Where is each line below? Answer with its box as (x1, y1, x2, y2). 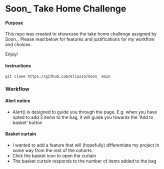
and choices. (5, 41, 32, 47)
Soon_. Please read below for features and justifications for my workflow (5, 36, 155, 42)
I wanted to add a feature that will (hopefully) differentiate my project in (12, 142, 159, 148)
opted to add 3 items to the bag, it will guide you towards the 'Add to (12, 114, 153, 120)
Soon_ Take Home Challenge (5, 3, 126, 14)
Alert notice (5, 98, 30, 104)
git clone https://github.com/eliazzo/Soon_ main (5, 73, 111, 79)
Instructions (5, 62, 31, 68)
